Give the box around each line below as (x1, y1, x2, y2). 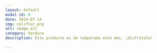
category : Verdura (5, 31, 44, 36)
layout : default (5, 7, 40, 13)
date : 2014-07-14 (5, 17, 42, 22)
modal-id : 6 (5, 12, 30, 17)
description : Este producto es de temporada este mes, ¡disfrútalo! (5, 36, 153, 41)
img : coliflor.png (5, 21, 44, 27)
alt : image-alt (5, 26, 37, 31)
